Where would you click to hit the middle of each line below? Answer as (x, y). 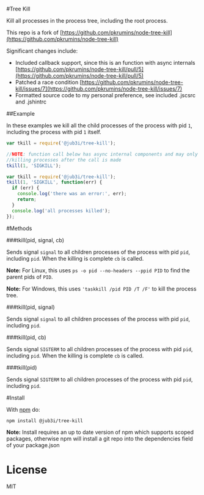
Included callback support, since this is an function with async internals (105, 63)
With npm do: (24, 409)
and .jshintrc (31, 102)
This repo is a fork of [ (34, 32)
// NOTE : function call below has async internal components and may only (102, 154)
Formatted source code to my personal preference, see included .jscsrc (105, 95)
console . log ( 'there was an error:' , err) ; (72, 194)
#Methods (19, 228)
